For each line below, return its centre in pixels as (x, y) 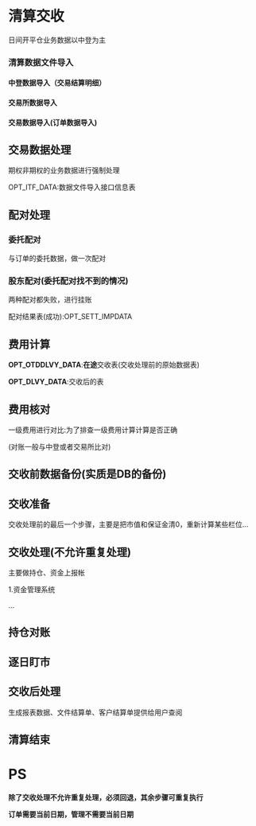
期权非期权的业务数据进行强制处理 (64, 170)
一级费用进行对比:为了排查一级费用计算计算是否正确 (93, 430)
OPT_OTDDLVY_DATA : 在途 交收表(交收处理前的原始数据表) (104, 365)
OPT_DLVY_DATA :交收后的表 (56, 382)
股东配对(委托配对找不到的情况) (68, 281)
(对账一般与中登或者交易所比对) (60, 447)
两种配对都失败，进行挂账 (50, 300)
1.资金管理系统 (32, 590)
